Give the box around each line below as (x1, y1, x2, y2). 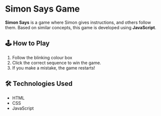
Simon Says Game (5, 3, 80, 15)
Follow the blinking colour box (12, 54, 72, 60)
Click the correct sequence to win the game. (12, 60, 101, 66)
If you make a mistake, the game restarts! (12, 65, 95, 71)
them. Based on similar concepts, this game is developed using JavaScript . (5, 24, 157, 30)
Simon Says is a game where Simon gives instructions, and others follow (5, 19, 151, 25)
